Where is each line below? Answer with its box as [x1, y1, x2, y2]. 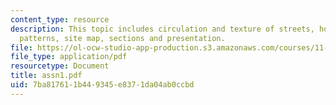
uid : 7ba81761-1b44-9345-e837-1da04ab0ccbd [10, 80, 195, 90]
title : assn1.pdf [10, 71, 83, 81]
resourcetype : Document [10, 61, 110, 71]
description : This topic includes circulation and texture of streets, [10, 24, 315, 34]
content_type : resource [10, 14, 110, 25]
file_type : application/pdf [10, 52, 128, 62]
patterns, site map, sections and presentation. [19, 33, 226, 43]
